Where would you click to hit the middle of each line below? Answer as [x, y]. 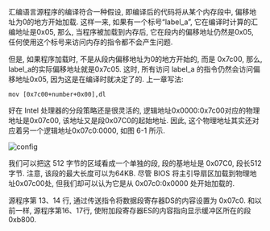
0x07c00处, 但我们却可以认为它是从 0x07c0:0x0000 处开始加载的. [125, 183]
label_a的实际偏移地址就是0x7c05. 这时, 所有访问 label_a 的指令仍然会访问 [131, 69]
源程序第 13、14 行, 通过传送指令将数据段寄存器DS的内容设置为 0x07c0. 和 [132, 200]
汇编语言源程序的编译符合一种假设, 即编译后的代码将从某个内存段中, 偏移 [129, 12]
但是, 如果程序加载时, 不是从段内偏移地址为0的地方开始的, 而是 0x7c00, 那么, [135, 59]
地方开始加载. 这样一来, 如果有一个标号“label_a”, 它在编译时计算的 [142, 22]
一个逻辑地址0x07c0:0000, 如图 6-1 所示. [97, 130]
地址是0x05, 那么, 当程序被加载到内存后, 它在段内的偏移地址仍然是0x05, [134, 32]
